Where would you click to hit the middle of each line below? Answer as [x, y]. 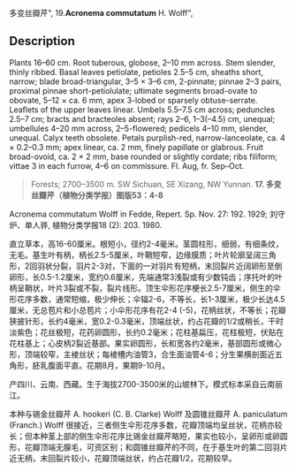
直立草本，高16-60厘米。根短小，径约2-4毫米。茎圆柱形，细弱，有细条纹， [147, 244]
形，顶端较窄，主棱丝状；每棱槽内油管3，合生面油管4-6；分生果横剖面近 [142, 354]
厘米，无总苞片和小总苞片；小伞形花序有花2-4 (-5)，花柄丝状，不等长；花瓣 [148, 310]
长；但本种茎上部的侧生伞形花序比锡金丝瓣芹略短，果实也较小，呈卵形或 [140, 436]
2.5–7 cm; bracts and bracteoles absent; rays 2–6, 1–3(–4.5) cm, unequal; [142, 118]
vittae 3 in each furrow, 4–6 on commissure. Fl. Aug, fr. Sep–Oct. [127, 165]
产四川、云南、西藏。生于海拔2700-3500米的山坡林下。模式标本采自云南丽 [146, 384]
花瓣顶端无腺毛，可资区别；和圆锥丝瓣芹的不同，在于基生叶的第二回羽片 [156, 447]
